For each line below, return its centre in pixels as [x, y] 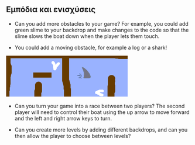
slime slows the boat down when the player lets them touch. [87, 36]
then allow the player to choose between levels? [73, 136]
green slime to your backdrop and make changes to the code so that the [102, 30]
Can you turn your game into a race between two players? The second [100, 106]
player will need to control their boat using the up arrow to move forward [102, 112]
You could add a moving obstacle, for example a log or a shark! [91, 47]
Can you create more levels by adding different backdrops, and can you [101, 130]
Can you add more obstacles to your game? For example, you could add [101, 23]
